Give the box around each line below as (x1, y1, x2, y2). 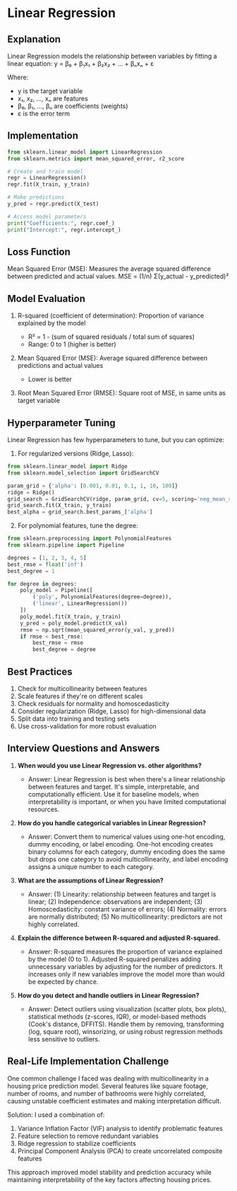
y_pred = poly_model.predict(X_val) (20, 620, 128, 627)
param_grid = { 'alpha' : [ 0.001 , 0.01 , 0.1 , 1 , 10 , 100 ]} (7, 482, 178, 489)
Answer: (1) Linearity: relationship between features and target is (28, 890, 217, 898)
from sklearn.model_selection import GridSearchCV (7, 469, 159, 477)
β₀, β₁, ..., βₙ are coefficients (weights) (17, 102, 128, 110)
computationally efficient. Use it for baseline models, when (28, 790, 200, 798)
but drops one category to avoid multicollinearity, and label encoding (28, 854, 229, 864)
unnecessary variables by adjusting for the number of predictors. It (28, 962, 224, 970)
